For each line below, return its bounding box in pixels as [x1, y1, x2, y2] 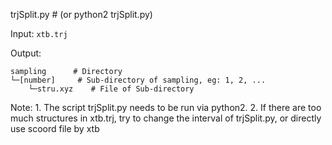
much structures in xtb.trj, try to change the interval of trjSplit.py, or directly [10, 112, 322, 124]
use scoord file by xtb [10, 123, 100, 134]
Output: [10, 47, 42, 59]
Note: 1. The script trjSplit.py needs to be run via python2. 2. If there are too [10, 102, 322, 113]
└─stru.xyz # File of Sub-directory [28, 84, 195, 94]
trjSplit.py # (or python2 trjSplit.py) [10, 9, 153, 20]
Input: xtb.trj [10, 28, 68, 39]
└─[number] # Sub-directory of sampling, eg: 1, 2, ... [10, 75, 267, 85]
